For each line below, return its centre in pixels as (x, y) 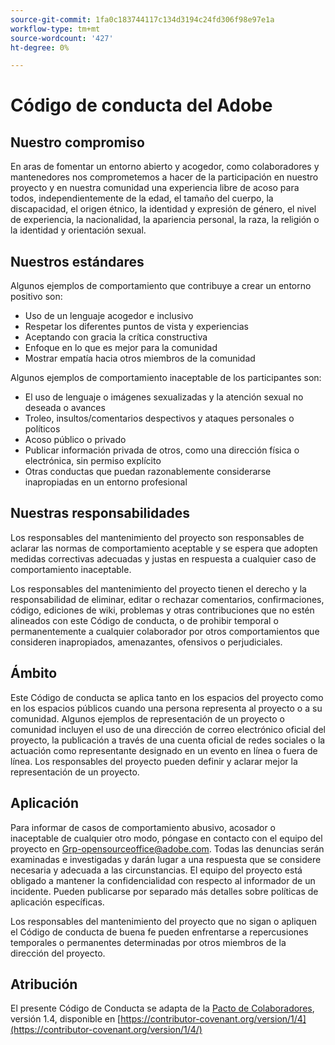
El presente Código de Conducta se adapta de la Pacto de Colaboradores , (162, 1008)
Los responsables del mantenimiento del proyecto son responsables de (157, 537)
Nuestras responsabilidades (100, 513)
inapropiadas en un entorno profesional (106, 482)
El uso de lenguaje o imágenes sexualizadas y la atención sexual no (164, 397)
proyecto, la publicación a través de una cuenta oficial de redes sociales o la (168, 740)
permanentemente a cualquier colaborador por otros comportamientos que (165, 631)
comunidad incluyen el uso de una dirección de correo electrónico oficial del (168, 729)
